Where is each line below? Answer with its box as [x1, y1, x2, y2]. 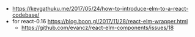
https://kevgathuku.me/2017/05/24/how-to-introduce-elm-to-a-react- [12, 5, 189, 12]
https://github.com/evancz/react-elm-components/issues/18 [21, 24, 174, 31]
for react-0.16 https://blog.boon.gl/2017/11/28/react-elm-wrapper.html [12, 18, 188, 24]
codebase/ [12, 11, 40, 18]
